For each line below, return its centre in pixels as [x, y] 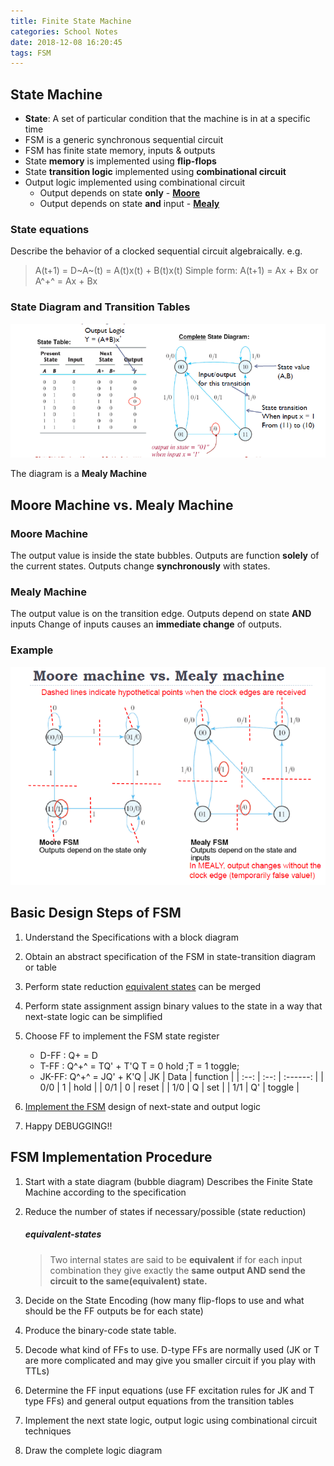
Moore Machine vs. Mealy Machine [122, 505]
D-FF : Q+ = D [68, 1055]
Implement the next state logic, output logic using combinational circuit [171, 1420]
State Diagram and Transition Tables [100, 307]
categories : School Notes [64, 31]
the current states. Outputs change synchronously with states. [140, 566]
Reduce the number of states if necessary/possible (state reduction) [165, 1211]
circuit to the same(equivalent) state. [128, 1281]
